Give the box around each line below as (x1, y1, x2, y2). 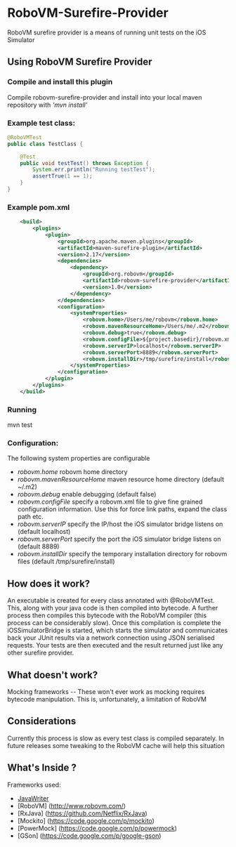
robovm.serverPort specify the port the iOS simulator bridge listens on (17, 535, 221, 544)
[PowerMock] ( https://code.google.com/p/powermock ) (17, 824, 178, 832)
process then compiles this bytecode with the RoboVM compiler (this (7, 611, 207, 619)
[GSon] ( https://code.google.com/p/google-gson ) (17, 831, 162, 840)
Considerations (7, 715, 77, 728)
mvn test (7, 421, 33, 429)
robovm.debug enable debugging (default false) (17, 490, 157, 499)
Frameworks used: (7, 780, 61, 789)
